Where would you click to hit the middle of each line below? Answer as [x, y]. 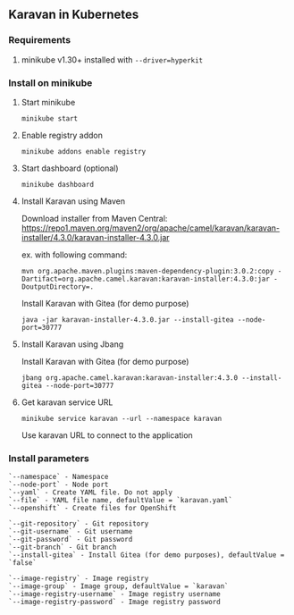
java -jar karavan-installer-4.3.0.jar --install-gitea [127, 320]
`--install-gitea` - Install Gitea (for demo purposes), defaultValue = [147, 555]
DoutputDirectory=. [58, 286]
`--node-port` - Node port [59, 485]
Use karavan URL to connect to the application [107, 435]
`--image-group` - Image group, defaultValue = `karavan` [118, 586]
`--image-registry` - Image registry [79, 579]
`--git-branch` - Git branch [63, 548]
